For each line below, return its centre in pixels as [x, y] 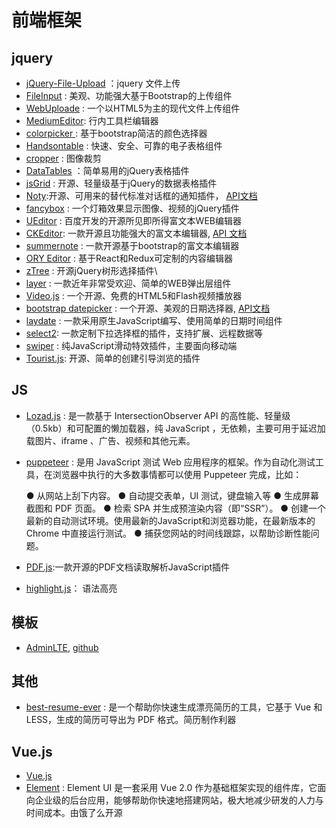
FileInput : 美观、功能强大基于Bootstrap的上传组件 [129, 95]
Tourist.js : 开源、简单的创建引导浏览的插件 [113, 358]
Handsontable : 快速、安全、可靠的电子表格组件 [124, 145]
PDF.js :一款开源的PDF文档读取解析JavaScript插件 [128, 567]
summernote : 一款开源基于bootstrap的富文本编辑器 [132, 245]
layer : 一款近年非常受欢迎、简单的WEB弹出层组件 [128, 283]
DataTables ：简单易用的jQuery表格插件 [107, 170]
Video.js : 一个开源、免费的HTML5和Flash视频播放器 [134, 295]
